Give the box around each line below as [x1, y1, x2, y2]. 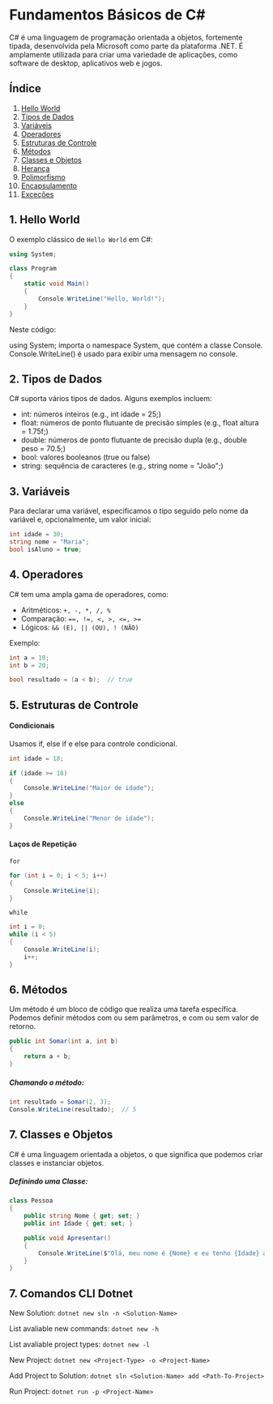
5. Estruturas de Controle [9, 698, 139, 712]
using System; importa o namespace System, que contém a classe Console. [9, 340, 263, 350]
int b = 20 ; [9, 661, 49, 669]
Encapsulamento [20, 181, 78, 190]
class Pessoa [9, 1197, 53, 1205]
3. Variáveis [9, 484, 70, 498]
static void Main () [23, 280, 90, 288]
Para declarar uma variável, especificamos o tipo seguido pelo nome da [9, 506, 249, 516]
